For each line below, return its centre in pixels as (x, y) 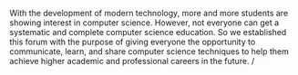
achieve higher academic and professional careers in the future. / (132, 61)
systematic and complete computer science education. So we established (148, 32)
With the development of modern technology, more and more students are (149, 13)
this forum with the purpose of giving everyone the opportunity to (133, 42)
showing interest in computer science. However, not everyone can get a (144, 23)
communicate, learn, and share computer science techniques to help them (149, 52)
